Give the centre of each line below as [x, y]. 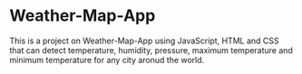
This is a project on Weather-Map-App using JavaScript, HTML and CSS [144, 41]
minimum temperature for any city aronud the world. [107, 60]
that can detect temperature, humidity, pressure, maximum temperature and [151, 50]
